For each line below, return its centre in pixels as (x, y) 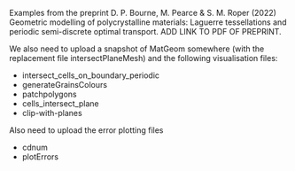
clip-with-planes (52, 113)
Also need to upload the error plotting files (86, 130)
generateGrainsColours (65, 85)
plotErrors (40, 157)
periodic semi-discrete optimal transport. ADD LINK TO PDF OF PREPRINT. (145, 31)
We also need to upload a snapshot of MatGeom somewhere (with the (137, 49)
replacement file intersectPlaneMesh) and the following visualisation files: (144, 58)
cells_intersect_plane (60, 104)
